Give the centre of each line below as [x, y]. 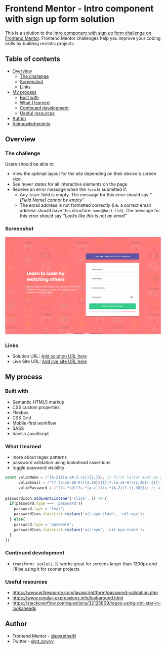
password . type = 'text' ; [40, 509]
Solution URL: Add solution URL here [50, 356]
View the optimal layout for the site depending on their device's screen [84, 174]
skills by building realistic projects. [40, 43]
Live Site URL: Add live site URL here [50, 361]
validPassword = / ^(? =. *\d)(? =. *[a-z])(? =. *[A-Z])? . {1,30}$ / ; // [87, 488]
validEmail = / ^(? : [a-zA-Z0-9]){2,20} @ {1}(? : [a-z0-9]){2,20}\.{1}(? [90, 482]
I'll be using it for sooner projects [46, 569]
